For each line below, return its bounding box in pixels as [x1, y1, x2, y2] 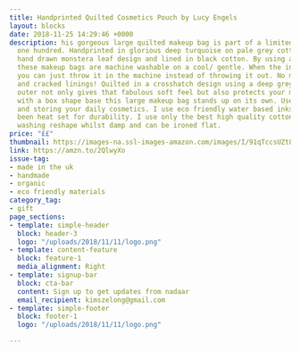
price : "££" [9, 130, 54, 138]
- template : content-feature [9, 246, 118, 255]
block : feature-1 [17, 254, 82, 263]
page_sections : [9, 212, 66, 221]
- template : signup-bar [9, 271, 98, 280]
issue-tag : [9, 154, 50, 163]
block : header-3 [17, 229, 78, 238]
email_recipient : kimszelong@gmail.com [17, 296, 166, 305]
